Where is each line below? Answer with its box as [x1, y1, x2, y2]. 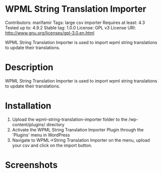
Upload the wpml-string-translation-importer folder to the [12, 116, 128, 122]
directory [46, 121, 65, 128]
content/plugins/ [12, 121, 45, 128]
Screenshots [5, 160, 58, 171]
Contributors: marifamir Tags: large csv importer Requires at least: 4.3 [5, 20, 145, 25]
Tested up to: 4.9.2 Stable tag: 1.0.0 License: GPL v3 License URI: [5, 24, 136, 30]
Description [5, 62, 54, 73]
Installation [5, 100, 52, 111]
